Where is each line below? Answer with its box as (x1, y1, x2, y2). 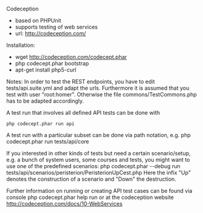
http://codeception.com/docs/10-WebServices (6, 200, 123, 207)
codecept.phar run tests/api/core (6, 138, 89, 145)
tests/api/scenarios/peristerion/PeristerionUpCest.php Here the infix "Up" (6, 169, 191, 176)
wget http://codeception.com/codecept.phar (15, 53, 128, 60)
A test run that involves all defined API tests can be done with (6, 109, 160, 116)
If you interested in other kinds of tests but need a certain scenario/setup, (6, 150, 191, 157)
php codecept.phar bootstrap (15, 60, 89, 67)
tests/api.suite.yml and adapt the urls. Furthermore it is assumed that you (6, 84, 190, 92)
